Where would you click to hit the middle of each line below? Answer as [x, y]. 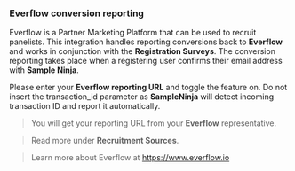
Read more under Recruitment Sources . [105, 141]
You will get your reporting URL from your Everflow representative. [154, 123]
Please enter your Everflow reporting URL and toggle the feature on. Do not [148, 88]
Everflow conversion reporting [77, 13]
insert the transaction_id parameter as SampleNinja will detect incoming [142, 97]
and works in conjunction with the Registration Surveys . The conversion [142, 51]
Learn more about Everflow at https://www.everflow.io [130, 158]
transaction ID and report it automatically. [85, 106]
